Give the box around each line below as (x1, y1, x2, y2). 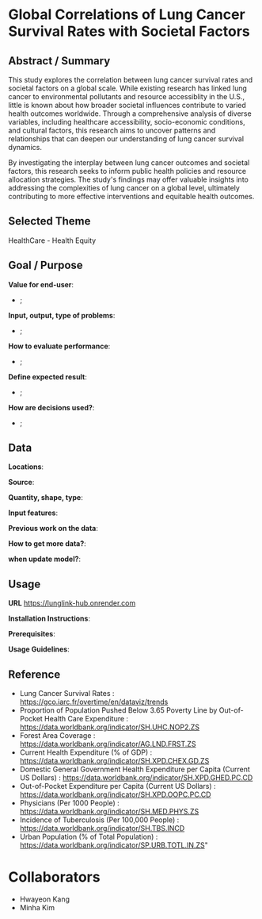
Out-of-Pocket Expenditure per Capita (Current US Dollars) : (19, 782, 216, 791)
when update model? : (8, 554, 82, 564)
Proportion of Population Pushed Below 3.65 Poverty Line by (19, 706, 218, 715)
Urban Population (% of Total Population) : (19, 832, 158, 842)
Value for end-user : (8, 279, 74, 289)
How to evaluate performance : (8, 341, 111, 351)
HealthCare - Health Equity (8, 236, 97, 245)
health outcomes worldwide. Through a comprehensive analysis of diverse (8, 109, 252, 118)
